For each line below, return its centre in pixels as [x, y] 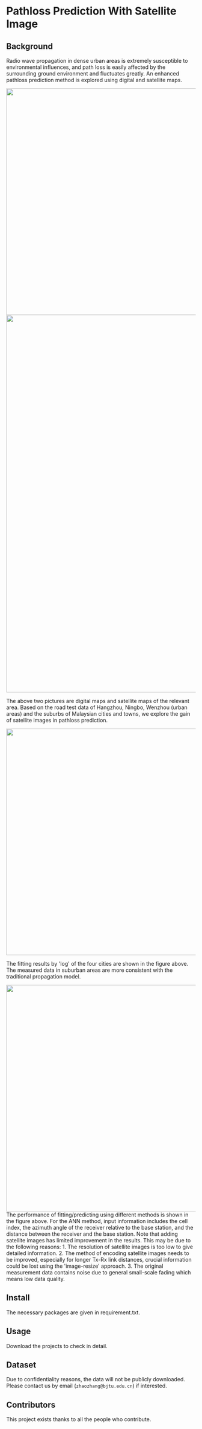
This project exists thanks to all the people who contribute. [79, 1419]
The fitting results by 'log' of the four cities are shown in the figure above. [97, 964]
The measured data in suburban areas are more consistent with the [90, 970]
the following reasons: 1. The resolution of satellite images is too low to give [100, 1247]
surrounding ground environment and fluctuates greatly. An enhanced [93, 73]
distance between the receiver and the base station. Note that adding [92, 1234]
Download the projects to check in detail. [57, 1346]
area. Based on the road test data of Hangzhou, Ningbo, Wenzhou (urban [97, 707]
